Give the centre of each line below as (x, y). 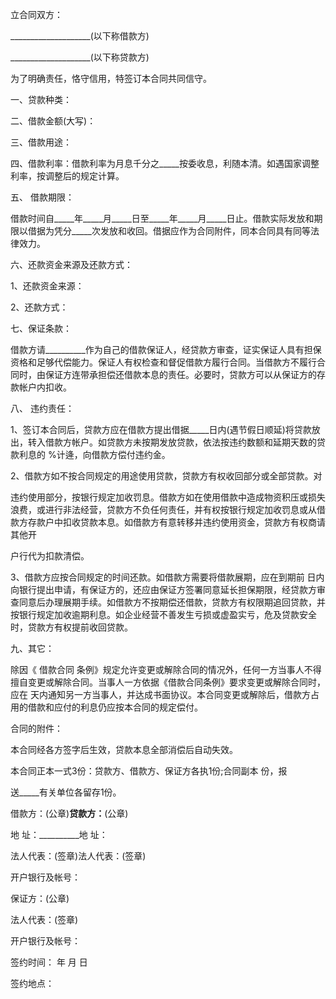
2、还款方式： (39, 307)
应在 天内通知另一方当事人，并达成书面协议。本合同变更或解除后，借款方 (160, 694)
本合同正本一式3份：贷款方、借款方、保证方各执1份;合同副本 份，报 (149, 771)
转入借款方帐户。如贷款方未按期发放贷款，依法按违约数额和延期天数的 (172, 442)
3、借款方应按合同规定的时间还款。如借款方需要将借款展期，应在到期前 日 (163, 577)
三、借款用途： (41, 142)
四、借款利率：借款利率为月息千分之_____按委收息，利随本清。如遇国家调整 (165, 163)
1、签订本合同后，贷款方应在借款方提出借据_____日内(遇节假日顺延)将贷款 (161, 429)
